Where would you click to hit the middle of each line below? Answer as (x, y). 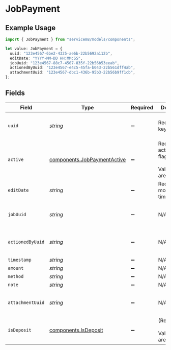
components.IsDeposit (76, 330)
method (16, 276)
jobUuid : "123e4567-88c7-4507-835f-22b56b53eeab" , (65, 63)
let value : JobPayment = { (34, 49)
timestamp (20, 260)
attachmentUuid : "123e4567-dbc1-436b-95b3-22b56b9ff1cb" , (73, 73)
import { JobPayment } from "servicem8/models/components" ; (70, 39)
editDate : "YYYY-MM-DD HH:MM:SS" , (46, 58)
